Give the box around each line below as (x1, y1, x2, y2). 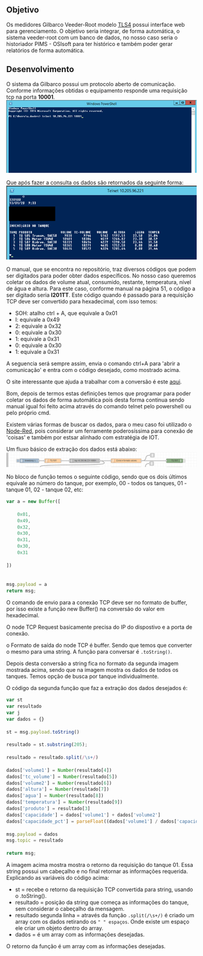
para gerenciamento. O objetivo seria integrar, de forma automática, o (6, 27, 180, 35)
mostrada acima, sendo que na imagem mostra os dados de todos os (6, 666, 179, 674)
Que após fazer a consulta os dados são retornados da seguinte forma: (6, 179, 184, 186)
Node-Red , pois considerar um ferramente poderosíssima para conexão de (6, 427, 193, 435)
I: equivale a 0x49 (14, 316, 60, 324)
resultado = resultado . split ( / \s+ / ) (6, 754, 98, 761)
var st (6, 697, 23, 703)
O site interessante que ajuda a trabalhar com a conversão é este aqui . (6, 378, 182, 385)
